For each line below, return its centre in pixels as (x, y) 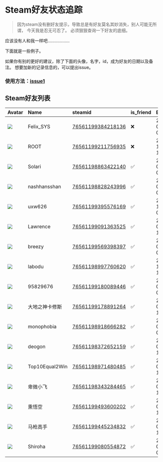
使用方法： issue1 (25, 81)
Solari (34, 166)
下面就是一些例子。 (24, 51)
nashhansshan (45, 186)
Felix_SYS (39, 127)
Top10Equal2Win (48, 366)
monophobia (42, 326)
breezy (36, 246)
